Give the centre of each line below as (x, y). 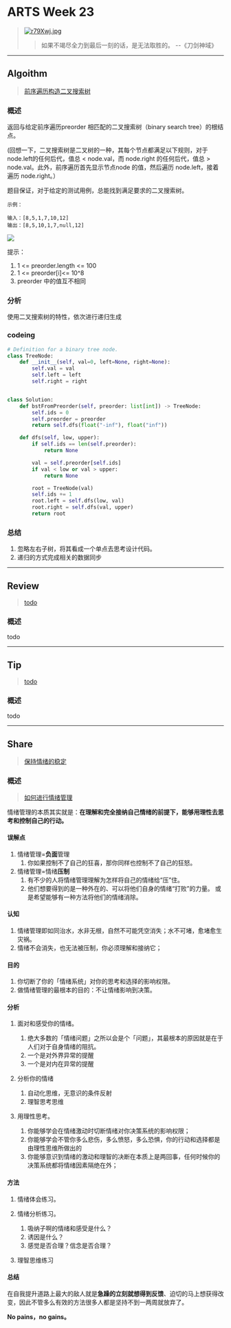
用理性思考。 (35, 1116)
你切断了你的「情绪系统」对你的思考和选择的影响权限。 (95, 982)
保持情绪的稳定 (45, 762)
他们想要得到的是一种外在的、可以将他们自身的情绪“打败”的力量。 (120, 888)
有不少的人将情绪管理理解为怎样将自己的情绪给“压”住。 (105, 880)
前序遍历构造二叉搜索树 (57, 91)
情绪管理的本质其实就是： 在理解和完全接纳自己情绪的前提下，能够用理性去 (112, 812)
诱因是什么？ (45, 1237)
